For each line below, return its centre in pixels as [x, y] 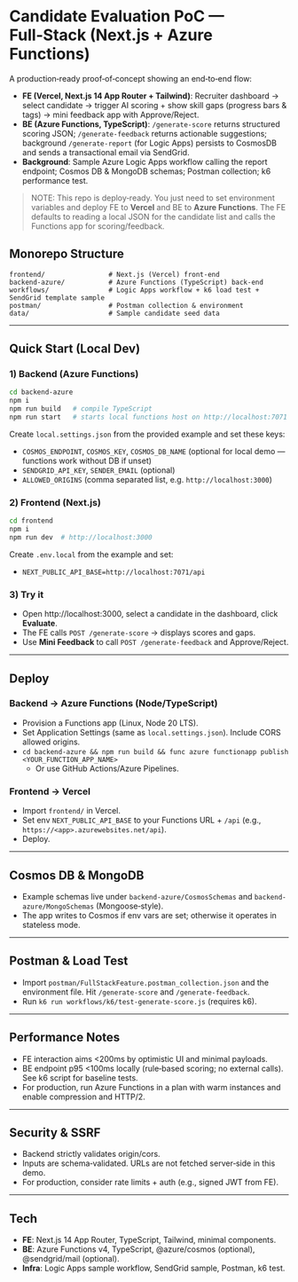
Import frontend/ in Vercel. [71, 811]
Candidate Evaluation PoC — [117, 16]
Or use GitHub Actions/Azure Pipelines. [107, 768]
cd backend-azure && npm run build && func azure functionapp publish [155, 751]
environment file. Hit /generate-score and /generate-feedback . [136, 992]
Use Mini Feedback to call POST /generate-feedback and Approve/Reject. [155, 642]
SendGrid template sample [57, 298]
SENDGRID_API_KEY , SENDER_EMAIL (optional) [98, 470]
